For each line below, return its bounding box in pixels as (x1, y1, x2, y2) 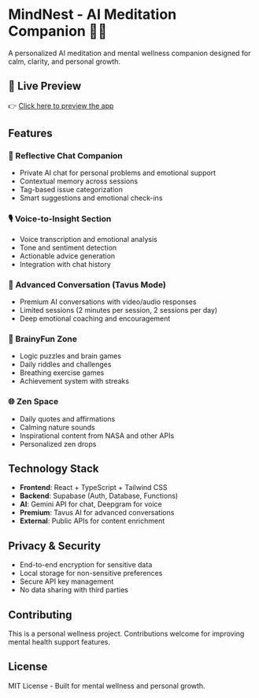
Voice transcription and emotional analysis (19, 234, 157, 243)
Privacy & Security (8, 539, 102, 552)
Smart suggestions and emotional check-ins (19, 193, 163, 202)
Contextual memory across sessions (19, 176, 139, 186)
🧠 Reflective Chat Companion (8, 150, 124, 162)
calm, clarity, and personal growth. (8, 57, 120, 66)
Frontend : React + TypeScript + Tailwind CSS (19, 483, 168, 492)
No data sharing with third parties (19, 585, 128, 595)
